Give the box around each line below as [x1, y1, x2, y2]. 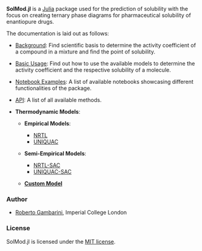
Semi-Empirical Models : [24, 150, 86, 157]
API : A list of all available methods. [15, 97, 102, 103]
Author [6, 194, 28, 203]
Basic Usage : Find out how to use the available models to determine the [15, 60, 195, 67]
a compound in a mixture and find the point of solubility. [15, 48, 156, 55]
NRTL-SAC [33, 162, 61, 169]
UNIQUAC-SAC [33, 168, 72, 175]
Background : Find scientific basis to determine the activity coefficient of [15, 42, 197, 49]
